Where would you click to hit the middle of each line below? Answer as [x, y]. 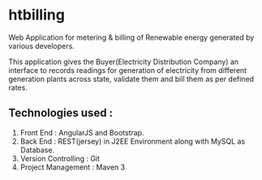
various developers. [41, 45]
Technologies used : [61, 113]
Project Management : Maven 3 [73, 167]
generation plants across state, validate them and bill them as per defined [131, 79]
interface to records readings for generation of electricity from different [128, 70]
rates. [18, 88]
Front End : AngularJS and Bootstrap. [82, 132]
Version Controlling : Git [60, 158]
